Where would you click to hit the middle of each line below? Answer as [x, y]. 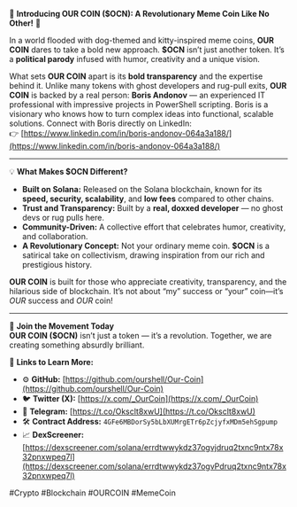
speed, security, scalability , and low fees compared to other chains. [148, 199]
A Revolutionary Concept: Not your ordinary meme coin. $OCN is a [145, 246]
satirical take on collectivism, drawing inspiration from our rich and [143, 255]
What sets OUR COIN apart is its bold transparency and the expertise [136, 76]
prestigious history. [57, 265]
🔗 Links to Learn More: [52, 362]
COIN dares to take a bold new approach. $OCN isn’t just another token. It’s [147, 50]
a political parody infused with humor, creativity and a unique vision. [135, 59]
